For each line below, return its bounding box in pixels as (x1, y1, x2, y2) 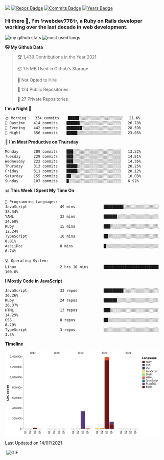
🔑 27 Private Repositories (17, 96, 69, 102)
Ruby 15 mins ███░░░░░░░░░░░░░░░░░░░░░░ (5, 224, 159, 229)
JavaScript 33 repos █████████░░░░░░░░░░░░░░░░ (5, 288, 159, 293)
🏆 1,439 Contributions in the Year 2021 (17, 54, 97, 60)
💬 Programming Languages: (5, 199, 58, 205)
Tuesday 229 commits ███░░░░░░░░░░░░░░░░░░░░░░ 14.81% (5, 154, 141, 159)
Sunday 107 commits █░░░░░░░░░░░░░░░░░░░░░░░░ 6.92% (5, 179, 139, 184)
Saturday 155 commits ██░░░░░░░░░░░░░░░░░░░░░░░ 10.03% (5, 174, 141, 179)
